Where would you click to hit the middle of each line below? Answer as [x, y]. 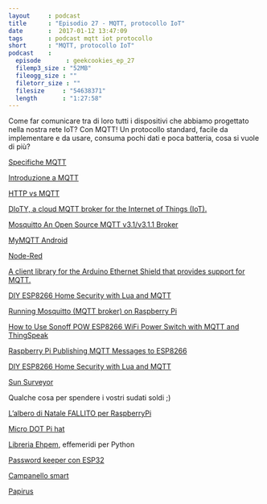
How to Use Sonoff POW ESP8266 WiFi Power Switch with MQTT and [124, 327]
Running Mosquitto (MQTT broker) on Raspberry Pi [93, 312]
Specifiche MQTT [37, 163]
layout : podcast [45, 16]
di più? [19, 147]
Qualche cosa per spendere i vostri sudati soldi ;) [90, 398]
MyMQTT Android [38, 240]
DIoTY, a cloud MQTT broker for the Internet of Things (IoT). [108, 209]
